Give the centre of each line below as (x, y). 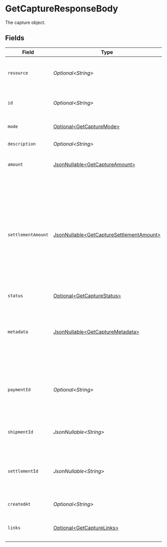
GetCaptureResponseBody (62, 9)
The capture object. (25, 22)
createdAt (19, 504)
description (22, 144)
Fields (15, 38)
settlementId (23, 471)
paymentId (19, 389)
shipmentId (20, 432)
